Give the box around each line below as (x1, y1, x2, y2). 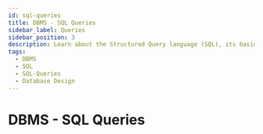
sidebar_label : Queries (8, 26, 86, 34)
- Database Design (15, 77, 76, 85)
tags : (8, 48, 26, 56)
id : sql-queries (8, 11, 61, 20)
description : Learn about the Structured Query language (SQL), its (8, 41, 236, 49)
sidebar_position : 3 (8, 33, 76, 42)
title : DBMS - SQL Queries (8, 19, 96, 27)
